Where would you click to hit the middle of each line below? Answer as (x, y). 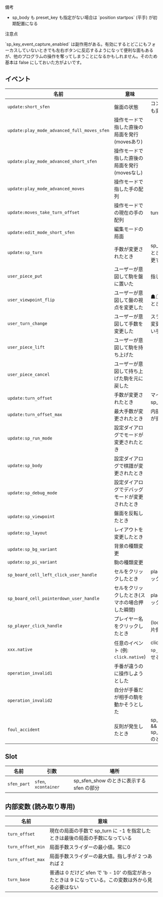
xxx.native (20, 649)
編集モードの (129, 229)
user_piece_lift (26, 347)
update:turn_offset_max (35, 415)
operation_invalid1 (30, 673)
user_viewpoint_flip (31, 300)
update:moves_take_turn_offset (44, 212)
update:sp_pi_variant (32, 562)
